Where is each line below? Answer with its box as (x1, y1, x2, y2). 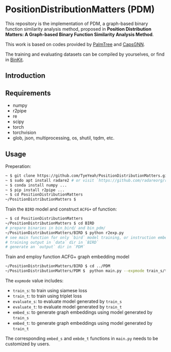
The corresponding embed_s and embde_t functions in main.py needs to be (5, 336, 159, 342)
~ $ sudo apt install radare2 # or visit (5, 178, 95, 183)
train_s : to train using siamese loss (12, 288, 88, 294)
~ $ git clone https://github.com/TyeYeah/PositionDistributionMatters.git (5, 173, 169, 178)
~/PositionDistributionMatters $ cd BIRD (5, 221, 95, 226)
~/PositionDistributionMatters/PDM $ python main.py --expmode (5, 268, 145, 274)
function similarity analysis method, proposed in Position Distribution (5, 26, 152, 32)
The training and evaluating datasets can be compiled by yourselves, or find (5, 51, 165, 57)
